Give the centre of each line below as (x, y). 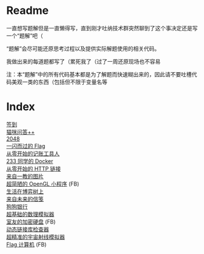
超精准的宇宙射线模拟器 (36, 236)
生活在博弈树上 (25, 191)
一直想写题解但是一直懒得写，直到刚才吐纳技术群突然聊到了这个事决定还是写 (102, 28)
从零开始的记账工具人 (33, 153)
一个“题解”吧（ (25, 35)
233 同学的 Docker (30, 161)
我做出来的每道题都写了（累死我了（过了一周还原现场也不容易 (83, 61)
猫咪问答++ (21, 132)
